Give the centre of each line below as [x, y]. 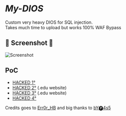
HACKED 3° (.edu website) [39, 93]
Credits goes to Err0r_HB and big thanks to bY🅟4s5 [58, 108]
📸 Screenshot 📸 [29, 43]
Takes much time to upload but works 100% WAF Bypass [63, 27]
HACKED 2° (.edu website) [39, 87]
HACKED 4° [24, 98]
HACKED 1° [24, 82]
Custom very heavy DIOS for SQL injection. [49, 22]
